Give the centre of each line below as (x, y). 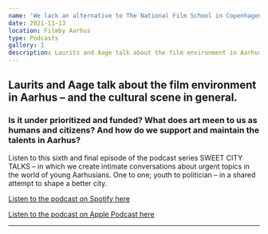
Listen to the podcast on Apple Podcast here (81, 214)
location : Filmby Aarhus (49, 30)
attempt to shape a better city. (58, 183)
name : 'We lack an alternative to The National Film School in (116, 16)
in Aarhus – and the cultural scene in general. (123, 98)
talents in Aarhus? (45, 141)
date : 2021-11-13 (37, 23)
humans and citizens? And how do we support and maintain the (134, 130)
